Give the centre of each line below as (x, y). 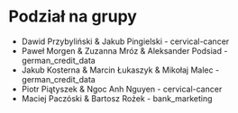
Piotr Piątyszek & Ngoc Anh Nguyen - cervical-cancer (122, 89)
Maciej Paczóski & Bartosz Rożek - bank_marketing (117, 98)
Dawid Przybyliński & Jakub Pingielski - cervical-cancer (125, 41)
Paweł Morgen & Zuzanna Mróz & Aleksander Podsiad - (124, 50)
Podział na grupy (73, 17)
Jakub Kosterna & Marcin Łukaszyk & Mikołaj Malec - (120, 70)
